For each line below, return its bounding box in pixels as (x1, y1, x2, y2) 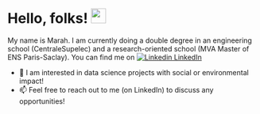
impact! (18, 76, 45, 85)
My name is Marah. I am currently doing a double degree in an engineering (7, 36, 252, 45)
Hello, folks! (7, 9, 88, 28)
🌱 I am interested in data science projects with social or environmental (18, 67, 250, 77)
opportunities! (18, 96, 65, 106)
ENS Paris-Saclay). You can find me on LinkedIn (7, 52, 202, 62)
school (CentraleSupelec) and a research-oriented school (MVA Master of (7, 44, 250, 53)
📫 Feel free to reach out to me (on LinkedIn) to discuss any (18, 85, 214, 94)
